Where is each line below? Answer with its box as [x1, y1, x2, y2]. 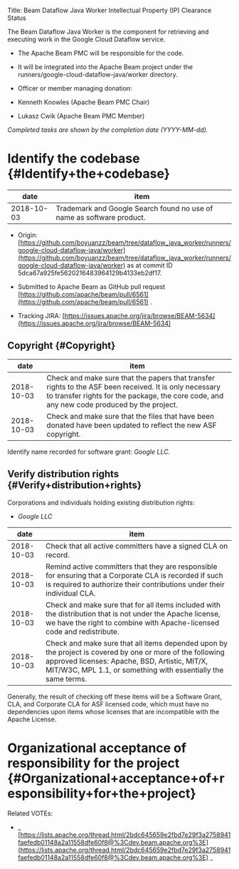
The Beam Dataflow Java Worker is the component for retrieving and [7, 28, 209, 36]
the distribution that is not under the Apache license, [46, 609, 221, 619]
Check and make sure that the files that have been [46, 411, 215, 421]
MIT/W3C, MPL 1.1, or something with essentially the [46, 665, 224, 675]
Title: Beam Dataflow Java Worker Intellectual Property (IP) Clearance [7, 6, 212, 14]
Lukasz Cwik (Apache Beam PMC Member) [17, 112, 145, 120]
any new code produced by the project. [46, 400, 178, 410]
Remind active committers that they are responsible [46, 561, 218, 571]
